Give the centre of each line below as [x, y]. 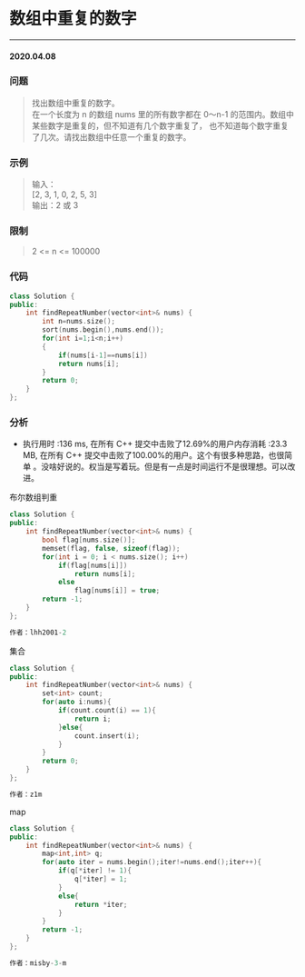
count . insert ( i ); [107, 736]
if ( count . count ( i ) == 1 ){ [107, 711]
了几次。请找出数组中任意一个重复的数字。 [111, 136]
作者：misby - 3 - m [38, 963]
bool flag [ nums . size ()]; [89, 540]
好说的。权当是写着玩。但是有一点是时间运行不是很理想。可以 [172, 467]
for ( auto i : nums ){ [77, 702]
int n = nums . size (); [79, 322]
